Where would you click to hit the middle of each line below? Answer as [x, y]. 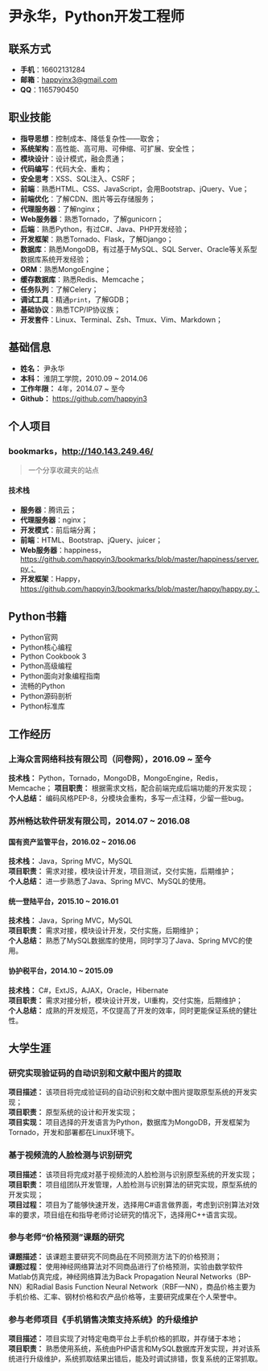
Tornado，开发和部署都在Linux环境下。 [74, 1133]
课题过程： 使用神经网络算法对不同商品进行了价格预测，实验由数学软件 [126, 1266]
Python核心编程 [46, 647]
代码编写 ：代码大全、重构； [66, 168]
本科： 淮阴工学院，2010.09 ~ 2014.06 [84, 378]
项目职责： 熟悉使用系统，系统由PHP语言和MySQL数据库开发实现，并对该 [131, 1348]
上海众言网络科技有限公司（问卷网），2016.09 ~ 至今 [110, 759]
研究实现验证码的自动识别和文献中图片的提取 [95, 1073]
